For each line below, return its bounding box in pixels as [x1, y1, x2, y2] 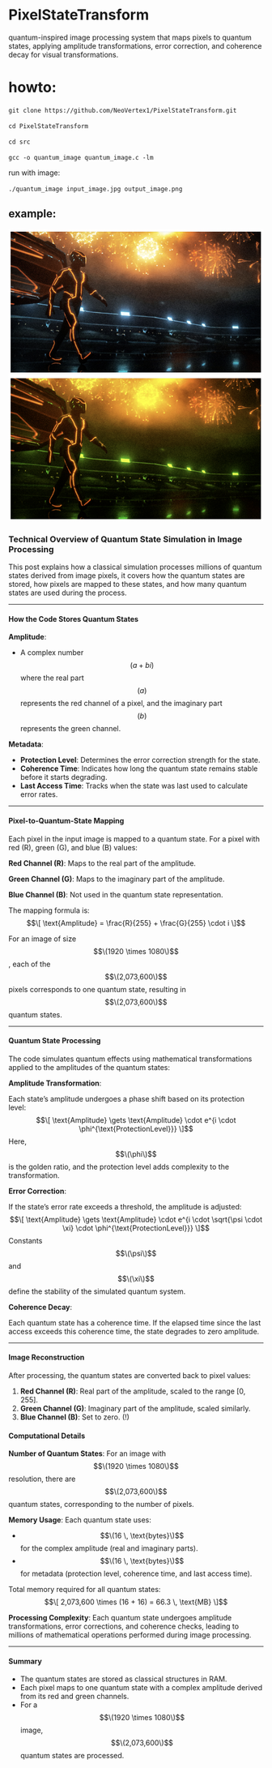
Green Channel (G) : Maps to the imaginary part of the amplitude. [8, 874, 225, 884]
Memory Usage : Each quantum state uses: [8, 1515, 152, 1525]
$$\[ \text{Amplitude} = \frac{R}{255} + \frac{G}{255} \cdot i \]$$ [26, 918, 246, 927]
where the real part [19, 673, 84, 683]
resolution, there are [8, 1474, 76, 1484]
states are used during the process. [8, 588, 127, 597]
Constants [8, 1235, 43, 1245]
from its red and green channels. [19, 1692, 130, 1702]
